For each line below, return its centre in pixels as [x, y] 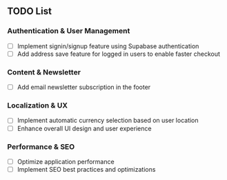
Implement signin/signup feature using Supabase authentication [108, 46]
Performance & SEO [41, 146]
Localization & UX [37, 106]
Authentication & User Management [69, 31]
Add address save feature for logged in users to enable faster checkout [119, 54]
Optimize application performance [66, 161]
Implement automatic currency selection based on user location [108, 121]
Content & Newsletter [44, 72]
